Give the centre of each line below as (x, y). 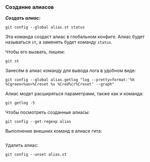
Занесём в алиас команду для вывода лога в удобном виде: (71, 71)
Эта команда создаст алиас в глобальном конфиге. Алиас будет (75, 37)
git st (12, 61)
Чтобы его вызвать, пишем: (35, 52)
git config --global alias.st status (45, 27)
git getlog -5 (20, 103)
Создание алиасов (30, 7)
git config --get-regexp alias (38, 122)
